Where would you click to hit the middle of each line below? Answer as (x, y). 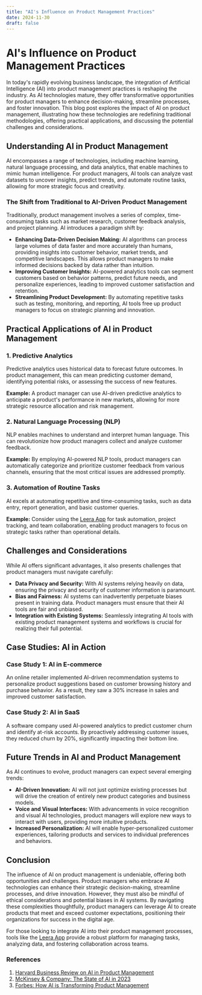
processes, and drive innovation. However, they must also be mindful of (95, 894)
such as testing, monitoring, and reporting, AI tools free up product (98, 304)
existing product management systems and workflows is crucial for (98, 622)
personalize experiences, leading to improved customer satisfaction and (105, 285)
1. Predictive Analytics (40, 355)
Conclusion (28, 860)
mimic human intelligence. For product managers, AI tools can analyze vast (99, 174)
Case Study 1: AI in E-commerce (54, 664)
